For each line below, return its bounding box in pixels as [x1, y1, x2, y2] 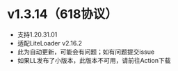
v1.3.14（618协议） [7, 6, 118, 22]
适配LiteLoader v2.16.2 [17, 39, 82, 47]
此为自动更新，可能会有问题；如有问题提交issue [17, 48, 155, 56]
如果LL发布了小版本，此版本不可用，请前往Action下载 [17, 56, 171, 64]
